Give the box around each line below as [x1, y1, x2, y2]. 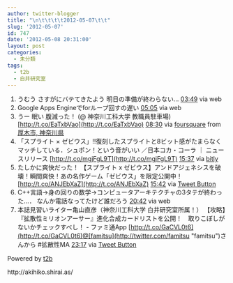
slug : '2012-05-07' [7, 23, 64, 30]
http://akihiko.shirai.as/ [7, 268, 73, 276]
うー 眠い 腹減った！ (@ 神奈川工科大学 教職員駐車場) [17, 112, 172, 121]
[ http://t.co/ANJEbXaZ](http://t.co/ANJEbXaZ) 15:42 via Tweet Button [17, 180, 216, 188]
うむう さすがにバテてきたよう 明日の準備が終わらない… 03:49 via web [17, 95, 222, 103]
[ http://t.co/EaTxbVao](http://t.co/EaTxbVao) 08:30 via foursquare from [17, 120, 221, 129]
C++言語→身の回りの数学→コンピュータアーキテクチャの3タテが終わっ [17, 188, 223, 197]
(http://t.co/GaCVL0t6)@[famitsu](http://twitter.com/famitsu [17, 231, 190, 240]
